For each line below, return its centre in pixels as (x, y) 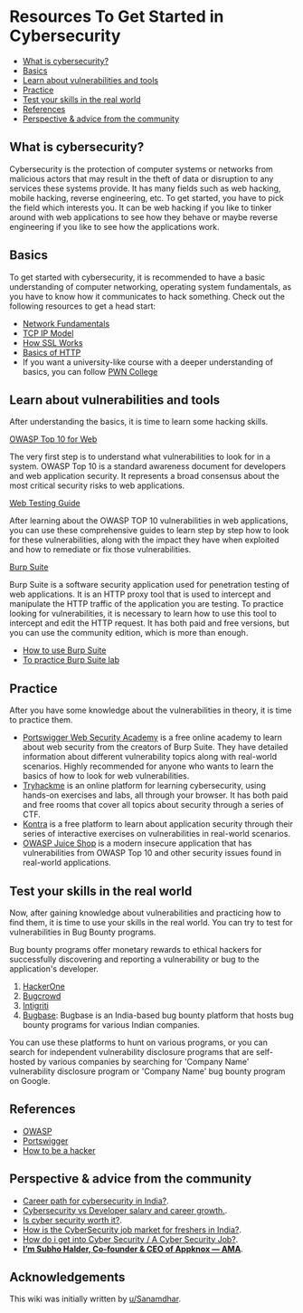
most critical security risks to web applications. (97, 485)
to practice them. (41, 720)
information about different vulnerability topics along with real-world (150, 757)
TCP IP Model (48, 333)
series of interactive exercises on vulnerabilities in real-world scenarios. (156, 834)
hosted (23, 1062)
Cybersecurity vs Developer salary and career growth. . (125, 1210)
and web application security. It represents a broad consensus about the (145, 476)
